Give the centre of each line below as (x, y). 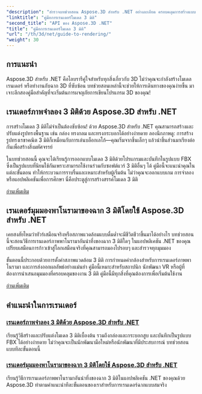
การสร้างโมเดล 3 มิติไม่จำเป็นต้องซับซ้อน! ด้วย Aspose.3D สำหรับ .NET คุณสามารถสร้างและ (100, 126)
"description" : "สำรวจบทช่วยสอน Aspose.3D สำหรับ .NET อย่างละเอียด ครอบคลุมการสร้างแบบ (101, 12)
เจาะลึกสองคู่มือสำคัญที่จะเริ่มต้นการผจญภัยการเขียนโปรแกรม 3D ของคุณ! (78, 92)
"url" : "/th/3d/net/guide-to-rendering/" (59, 34)
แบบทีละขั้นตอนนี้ (23, 349)
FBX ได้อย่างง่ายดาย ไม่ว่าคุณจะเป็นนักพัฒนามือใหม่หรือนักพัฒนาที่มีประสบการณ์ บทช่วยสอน (98, 342)
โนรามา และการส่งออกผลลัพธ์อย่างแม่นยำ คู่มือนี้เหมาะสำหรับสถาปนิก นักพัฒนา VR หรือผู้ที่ (96, 267)
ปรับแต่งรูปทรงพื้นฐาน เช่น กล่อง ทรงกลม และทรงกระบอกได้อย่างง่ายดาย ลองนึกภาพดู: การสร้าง (100, 133)
